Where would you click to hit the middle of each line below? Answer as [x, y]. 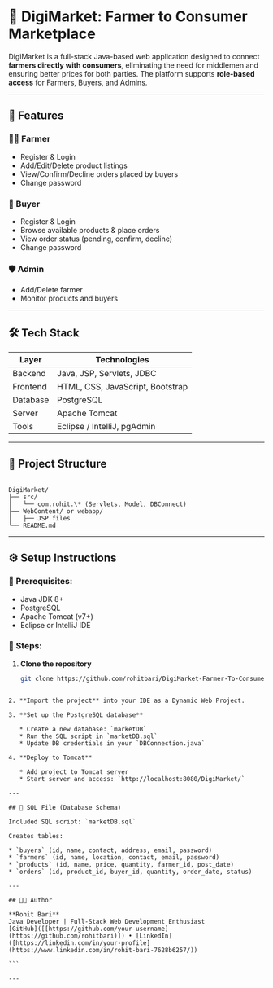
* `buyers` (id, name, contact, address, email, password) [110, 850]
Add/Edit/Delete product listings [74, 165]
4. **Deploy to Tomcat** [50, 757]
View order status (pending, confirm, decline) [96, 239]
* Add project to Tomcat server [74, 772]
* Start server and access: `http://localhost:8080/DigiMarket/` [132, 779]
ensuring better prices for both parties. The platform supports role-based [132, 73]
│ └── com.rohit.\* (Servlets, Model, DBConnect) [97, 504]
